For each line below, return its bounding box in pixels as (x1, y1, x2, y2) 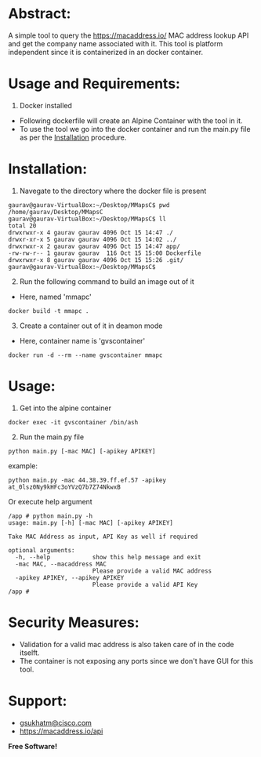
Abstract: (8, 5, 71, 23)
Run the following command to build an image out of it (19, 276, 194, 286)
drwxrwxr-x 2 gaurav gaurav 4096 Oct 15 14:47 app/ (8, 242, 180, 250)
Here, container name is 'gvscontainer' (19, 336, 146, 345)
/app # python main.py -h (8, 511, 92, 520)
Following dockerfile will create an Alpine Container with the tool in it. (19, 115, 243, 126)
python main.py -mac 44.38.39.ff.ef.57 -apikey (8, 476, 167, 484)
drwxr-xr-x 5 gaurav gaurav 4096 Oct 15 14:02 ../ (8, 235, 177, 243)
